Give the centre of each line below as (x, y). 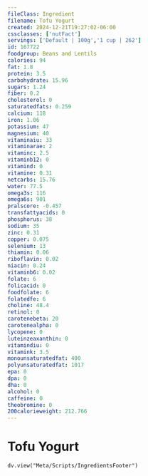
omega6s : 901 (27, 200)
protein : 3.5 (27, 73)
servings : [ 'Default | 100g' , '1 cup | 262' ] (74, 41)
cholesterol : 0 (30, 100)
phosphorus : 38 (30, 219)
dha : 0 (17, 385)
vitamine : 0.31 (30, 173)
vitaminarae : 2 (30, 147)
